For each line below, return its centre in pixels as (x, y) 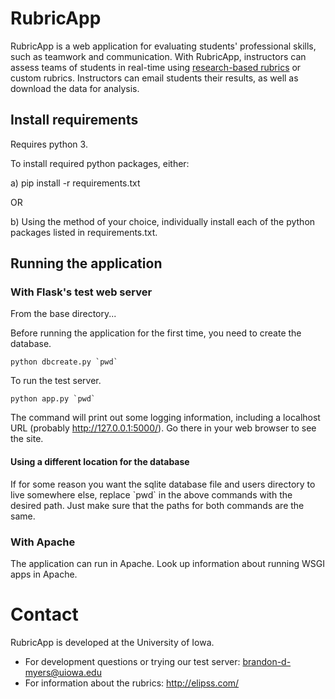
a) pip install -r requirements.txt (75, 183)
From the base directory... (63, 314)
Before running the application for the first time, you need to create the (156, 333)
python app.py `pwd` (53, 399)
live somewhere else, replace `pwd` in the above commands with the (151, 494)
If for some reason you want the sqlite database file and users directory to (163, 484)
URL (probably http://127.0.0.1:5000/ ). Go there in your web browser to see (163, 428)
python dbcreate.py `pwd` (64, 362)
